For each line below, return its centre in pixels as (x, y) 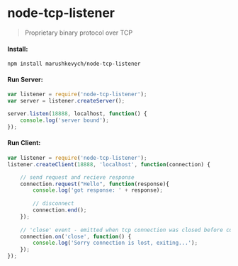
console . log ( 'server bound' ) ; (65, 120)
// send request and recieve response (77, 177)
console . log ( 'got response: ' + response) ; (98, 190)
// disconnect (53, 204)
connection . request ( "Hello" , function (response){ (95, 184)
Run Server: (25, 79)
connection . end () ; (60, 210)
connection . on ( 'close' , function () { (76, 236)
